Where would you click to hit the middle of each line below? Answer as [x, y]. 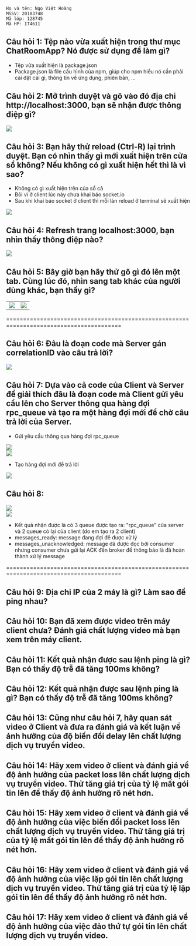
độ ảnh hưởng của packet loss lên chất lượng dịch [98, 775]
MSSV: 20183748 [25, 14]
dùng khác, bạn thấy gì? [51, 290]
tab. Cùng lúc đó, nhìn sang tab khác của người [93, 281]
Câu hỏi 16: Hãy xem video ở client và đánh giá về [97, 870]
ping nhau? [27, 601]
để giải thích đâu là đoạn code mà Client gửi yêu [95, 395]
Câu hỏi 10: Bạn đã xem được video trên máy [88, 621]
